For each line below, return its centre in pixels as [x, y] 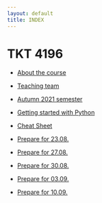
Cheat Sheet [35, 126]
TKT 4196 [35, 54]
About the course [41, 73]
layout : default [30, 13]
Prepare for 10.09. [42, 192]
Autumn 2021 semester [50, 99]
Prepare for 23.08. [43, 139]
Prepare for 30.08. [43, 166]
